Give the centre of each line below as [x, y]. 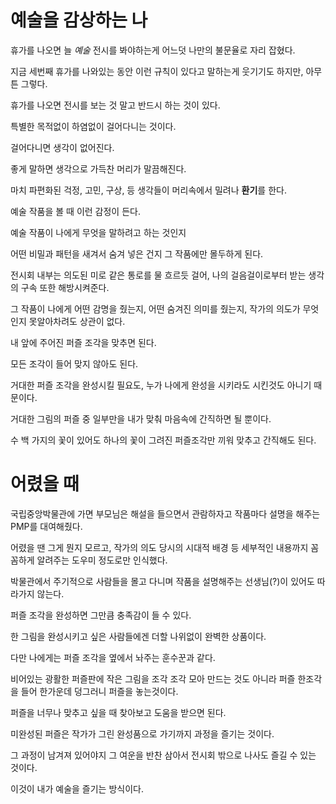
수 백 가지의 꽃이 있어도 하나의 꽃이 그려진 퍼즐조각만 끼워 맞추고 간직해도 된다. [163, 440]
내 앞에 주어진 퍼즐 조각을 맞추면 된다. [83, 342]
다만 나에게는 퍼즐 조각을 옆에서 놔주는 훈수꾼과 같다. [113, 657]
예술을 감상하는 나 [79, 20]
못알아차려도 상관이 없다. [77, 321]
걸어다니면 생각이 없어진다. [62, 147]
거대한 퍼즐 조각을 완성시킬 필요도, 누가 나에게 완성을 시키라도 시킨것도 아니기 [161, 385]
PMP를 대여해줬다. [46, 526]
